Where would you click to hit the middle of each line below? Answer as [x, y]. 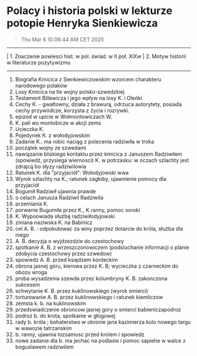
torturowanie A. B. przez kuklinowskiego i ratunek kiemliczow [89, 297]
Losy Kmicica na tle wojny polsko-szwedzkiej [70, 91]
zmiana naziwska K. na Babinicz [54, 222]
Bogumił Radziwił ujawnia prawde [55, 191]
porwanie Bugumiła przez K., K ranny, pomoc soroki [77, 210]
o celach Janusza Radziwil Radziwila [59, 197]
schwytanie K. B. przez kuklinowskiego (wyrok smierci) [82, 290]
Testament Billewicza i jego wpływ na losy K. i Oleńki [79, 98]
